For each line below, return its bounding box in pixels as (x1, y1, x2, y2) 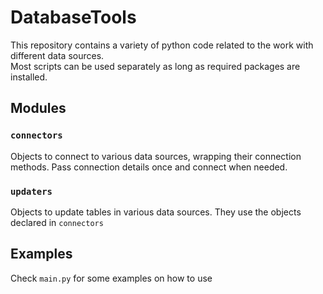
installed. (10, 71, 48, 83)
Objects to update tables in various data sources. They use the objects (10, 206, 302, 218)
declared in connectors (10, 216, 104, 228)
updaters (10, 186, 53, 197)
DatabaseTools (10, 6, 137, 29)
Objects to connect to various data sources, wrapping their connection (10, 150, 302, 162)
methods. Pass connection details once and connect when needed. (10, 161, 288, 173)
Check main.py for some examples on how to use (10, 272, 213, 284)
